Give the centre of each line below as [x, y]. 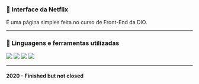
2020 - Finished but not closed [45, 76]
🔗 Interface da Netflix [37, 9]
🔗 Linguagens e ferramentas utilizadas [63, 43]
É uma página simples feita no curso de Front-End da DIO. [77, 22]
